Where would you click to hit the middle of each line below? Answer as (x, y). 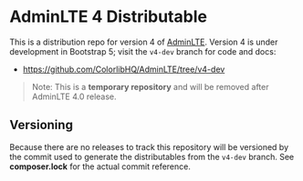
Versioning (41, 125)
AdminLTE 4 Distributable (109, 17)
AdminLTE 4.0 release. (74, 96)
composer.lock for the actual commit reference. (100, 166)
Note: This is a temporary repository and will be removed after (150, 86)
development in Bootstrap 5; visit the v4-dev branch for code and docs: (143, 51)
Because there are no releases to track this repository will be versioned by (149, 146)
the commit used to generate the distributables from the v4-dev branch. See (152, 156)
